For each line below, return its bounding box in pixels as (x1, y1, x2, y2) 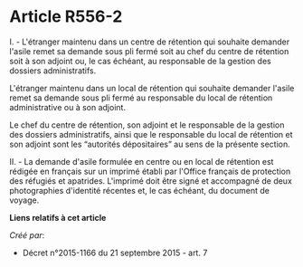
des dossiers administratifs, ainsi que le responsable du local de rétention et (9, 129, 293, 139)
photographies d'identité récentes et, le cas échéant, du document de (9, 185, 270, 195)
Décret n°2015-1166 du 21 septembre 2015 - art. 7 (22, 247, 208, 258)
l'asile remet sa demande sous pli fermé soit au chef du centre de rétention (9, 45, 289, 56)
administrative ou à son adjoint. (9, 101, 127, 112)
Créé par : (9, 229, 45, 241)
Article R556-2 (9, 6, 123, 27)
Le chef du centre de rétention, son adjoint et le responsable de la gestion (9, 119, 285, 130)
